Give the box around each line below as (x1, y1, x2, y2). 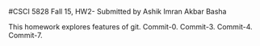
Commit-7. (8, 31, 43, 40)
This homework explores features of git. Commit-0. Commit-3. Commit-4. (8, 22, 253, 31)
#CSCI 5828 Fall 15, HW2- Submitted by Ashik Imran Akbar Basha (8, 7, 227, 16)
